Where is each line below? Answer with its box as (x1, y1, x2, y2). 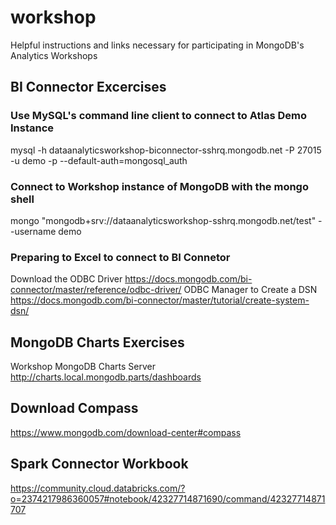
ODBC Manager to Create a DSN (183, 284, 318, 296)
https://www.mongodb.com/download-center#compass (10, 426, 242, 438)
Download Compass (10, 400, 139, 417)
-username (10, 225, 57, 237)
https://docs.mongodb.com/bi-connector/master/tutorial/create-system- (10, 294, 310, 306)
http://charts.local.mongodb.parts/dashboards (10, 371, 202, 383)
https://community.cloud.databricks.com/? (10, 482, 186, 494)
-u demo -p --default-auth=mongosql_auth (10, 154, 188, 166)
